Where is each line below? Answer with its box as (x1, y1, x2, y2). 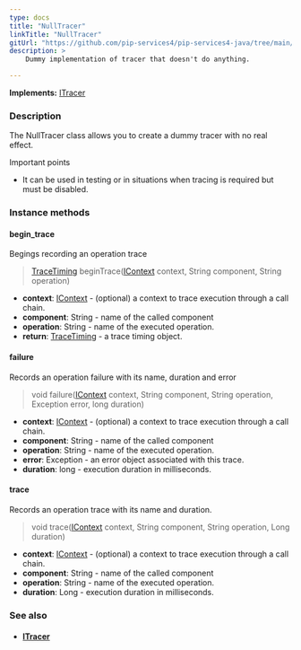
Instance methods (9, 206, 90, 219)
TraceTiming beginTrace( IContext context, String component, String (30, 266, 282, 277)
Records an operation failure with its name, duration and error (9, 372, 237, 382)
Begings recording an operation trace (9, 249, 148, 259)
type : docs (9, 13, 50, 22)
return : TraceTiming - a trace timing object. (21, 331, 183, 342)
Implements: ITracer (9, 87, 86, 98)
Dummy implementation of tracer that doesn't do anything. (25, 55, 251, 64)
